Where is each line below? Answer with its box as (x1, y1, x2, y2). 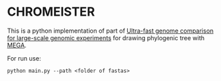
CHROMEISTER (7, 4, 95, 20)
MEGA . (7, 41, 27, 49)
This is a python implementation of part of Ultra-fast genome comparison (7, 27, 214, 35)
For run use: (7, 54, 41, 62)
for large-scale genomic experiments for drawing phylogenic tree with (7, 33, 205, 42)
